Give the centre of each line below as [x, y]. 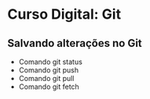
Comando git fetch [49, 87]
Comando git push [49, 70]
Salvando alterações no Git [75, 43]
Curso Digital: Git [64, 14]
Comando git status [51, 62]
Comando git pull [46, 78]
